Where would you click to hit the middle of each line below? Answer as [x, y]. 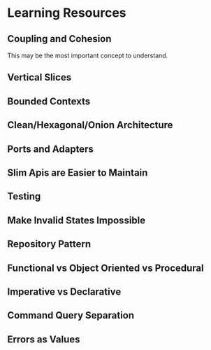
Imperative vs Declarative [64, 292]
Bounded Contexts [49, 101]
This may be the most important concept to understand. [88, 55]
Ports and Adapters [51, 149]
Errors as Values [44, 339]
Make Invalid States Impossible [77, 220]
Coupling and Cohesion [59, 39]
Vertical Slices [39, 77]
